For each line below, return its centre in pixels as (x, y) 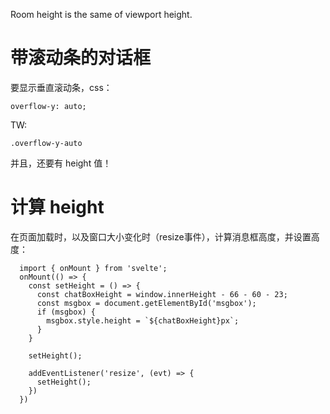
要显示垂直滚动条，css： (61, 87)
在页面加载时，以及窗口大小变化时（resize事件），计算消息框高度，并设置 (161, 236)
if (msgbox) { (66, 312)
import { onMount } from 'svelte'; (93, 268)
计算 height (57, 207)
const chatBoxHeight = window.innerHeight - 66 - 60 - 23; (162, 294)
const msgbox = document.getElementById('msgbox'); (146, 303)
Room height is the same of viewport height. (101, 14)
